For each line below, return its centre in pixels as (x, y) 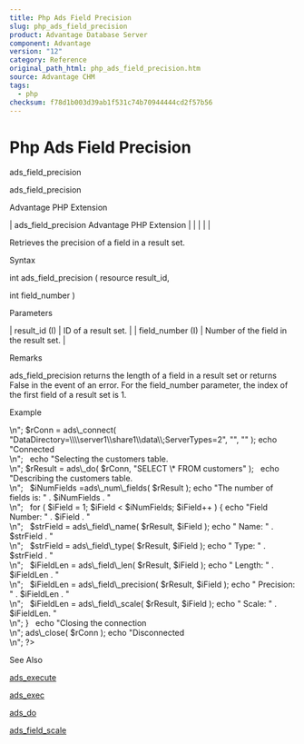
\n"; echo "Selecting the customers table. (89, 459)
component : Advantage (50, 43)
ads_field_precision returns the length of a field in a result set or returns (143, 376)
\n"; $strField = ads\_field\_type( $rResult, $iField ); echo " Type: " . (137, 546)
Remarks (26, 358)
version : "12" (36, 52)
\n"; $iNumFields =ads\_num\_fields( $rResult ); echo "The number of (142, 488)
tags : (20, 85)
